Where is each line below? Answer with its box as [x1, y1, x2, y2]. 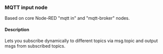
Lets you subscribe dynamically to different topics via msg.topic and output [4, 38, 158, 44]
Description [4, 26, 30, 32]
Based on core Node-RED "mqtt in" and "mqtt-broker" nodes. [4, 15, 130, 21]
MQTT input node [4, 4, 48, 11]
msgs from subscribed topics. [4, 43, 66, 49]
